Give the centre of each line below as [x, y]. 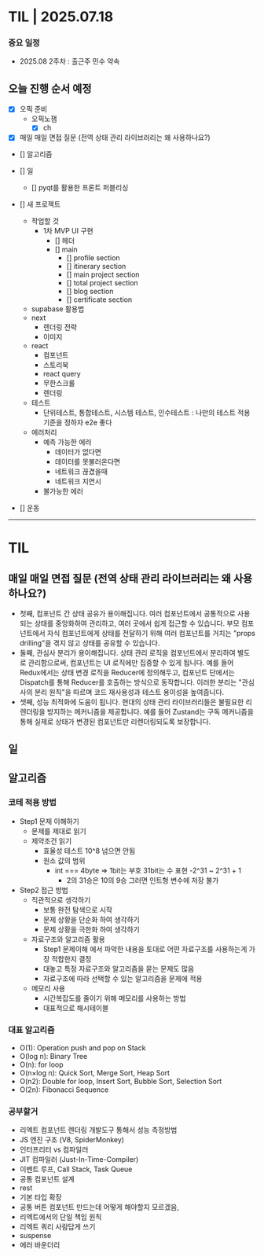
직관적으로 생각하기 [61, 899]
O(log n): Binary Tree [53, 1056]
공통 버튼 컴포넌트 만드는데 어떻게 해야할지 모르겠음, [99, 1207]
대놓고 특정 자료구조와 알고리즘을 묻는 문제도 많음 [119, 968]
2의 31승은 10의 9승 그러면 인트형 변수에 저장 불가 [143, 880]
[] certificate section [99, 300]
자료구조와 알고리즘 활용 [68, 939]
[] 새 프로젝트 [40, 204]
